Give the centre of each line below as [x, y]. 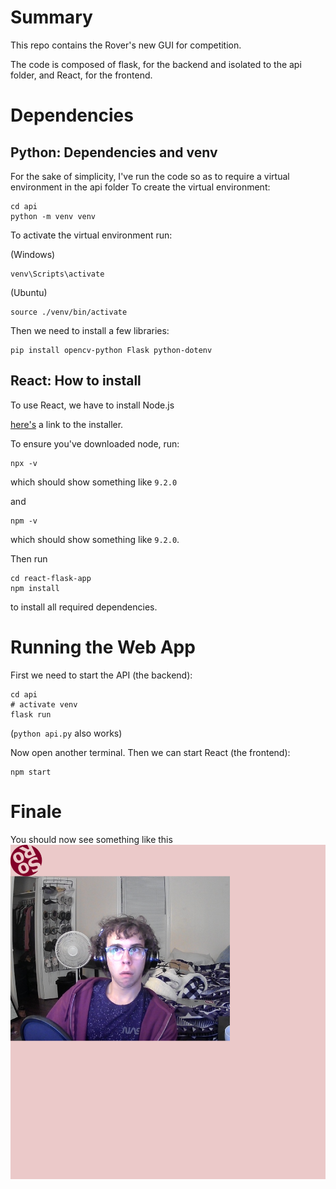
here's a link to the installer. [67, 424]
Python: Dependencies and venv [114, 152]
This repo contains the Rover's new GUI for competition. [126, 45]
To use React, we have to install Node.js [92, 405]
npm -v [24, 521]
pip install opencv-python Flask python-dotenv [111, 350]
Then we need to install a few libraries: [90, 330]
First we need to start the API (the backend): [101, 675]
